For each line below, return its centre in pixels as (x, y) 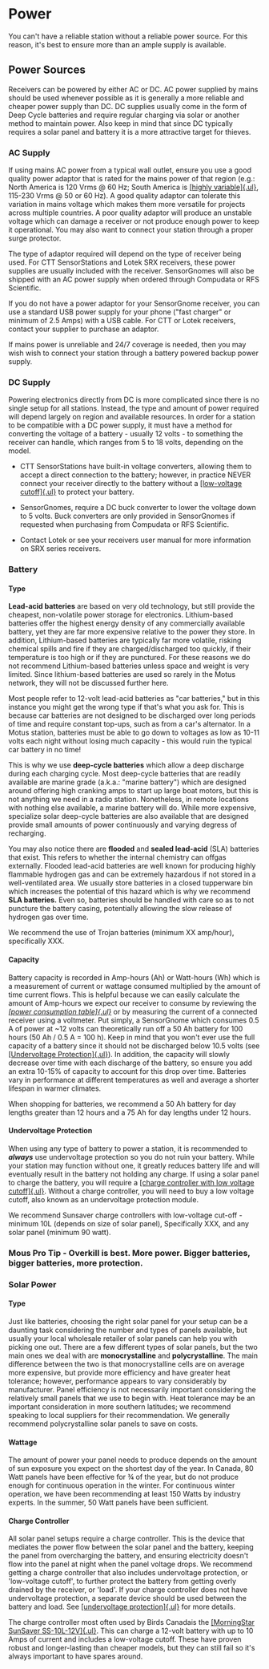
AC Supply (29, 152)
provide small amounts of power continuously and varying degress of (123, 825)
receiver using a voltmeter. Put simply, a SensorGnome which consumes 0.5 (134, 1020)
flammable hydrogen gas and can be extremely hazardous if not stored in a (132, 874)
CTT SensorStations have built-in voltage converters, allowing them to (136, 467)
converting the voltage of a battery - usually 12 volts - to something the (126, 434)
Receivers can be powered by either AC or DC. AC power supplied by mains (133, 89)
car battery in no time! (45, 750)
